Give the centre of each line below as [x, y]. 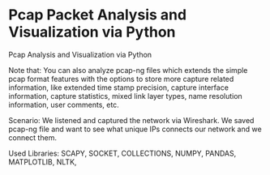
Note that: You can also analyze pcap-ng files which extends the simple [128, 70]
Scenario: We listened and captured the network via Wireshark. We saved [131, 120]
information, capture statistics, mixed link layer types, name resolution [126, 96]
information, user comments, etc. [64, 105]
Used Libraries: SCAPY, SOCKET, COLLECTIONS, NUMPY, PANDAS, [122, 153]
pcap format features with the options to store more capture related [121, 79]
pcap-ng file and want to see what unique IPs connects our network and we [135, 129]
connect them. [32, 137]
